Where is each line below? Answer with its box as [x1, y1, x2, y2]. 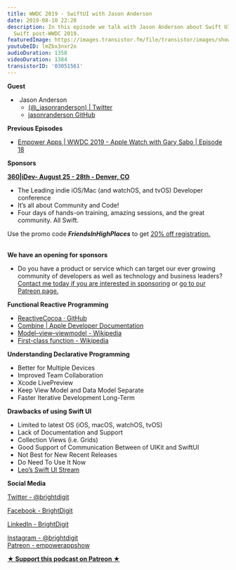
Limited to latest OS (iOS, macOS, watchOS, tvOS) [17, 420, 163, 429]
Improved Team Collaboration [17, 370, 104, 380]
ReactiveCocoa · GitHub [17, 313, 88, 322]
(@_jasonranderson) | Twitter [27, 103, 113, 111]
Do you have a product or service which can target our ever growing [17, 264, 216, 273]
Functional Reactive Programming [7, 300, 109, 309]
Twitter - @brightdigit [7, 493, 70, 501]
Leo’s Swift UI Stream [17, 465, 80, 474]
